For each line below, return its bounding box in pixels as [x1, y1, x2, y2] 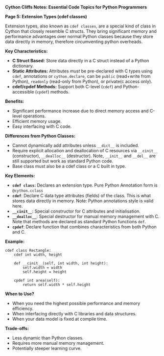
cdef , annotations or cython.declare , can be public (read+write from [12, 73, 151, 79]
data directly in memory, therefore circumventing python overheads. [5, 39, 143, 45]
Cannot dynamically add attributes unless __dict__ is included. [12, 142, 140, 148]
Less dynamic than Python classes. [12, 335, 84, 341]
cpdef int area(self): [14, 278, 60, 283]
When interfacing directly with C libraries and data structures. [12, 311, 137, 316]
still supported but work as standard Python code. [12, 158, 114, 164]
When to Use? [5, 291, 34, 297]
